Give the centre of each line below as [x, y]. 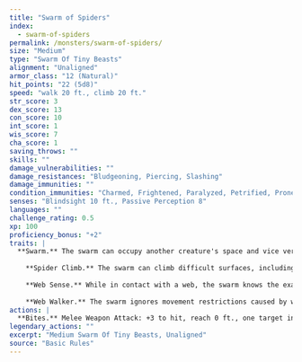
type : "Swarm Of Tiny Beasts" [66, 59]
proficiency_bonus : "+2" [56, 234]
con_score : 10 [36, 118]
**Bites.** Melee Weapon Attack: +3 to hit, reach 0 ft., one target [150, 318]
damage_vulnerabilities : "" [62, 168]
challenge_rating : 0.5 [52, 218]
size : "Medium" [38, 51]
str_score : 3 [34, 101]
